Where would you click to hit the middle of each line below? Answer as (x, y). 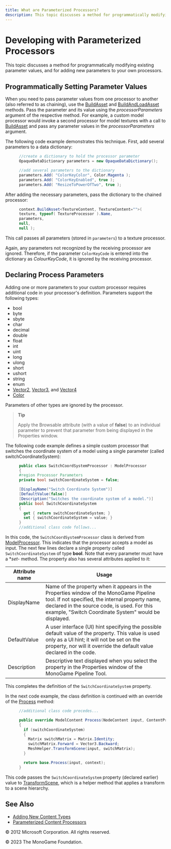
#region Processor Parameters (51, 475)
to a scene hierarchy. (27, 788)
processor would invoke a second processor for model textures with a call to (85, 121)
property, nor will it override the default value (99, 646)
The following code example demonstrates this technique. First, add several (85, 142)
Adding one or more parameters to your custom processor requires (76, 287)
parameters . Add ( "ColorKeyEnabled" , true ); (67, 180)
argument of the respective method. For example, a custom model (75, 115)
